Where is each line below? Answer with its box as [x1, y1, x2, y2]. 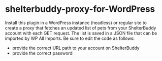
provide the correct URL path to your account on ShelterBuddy [12, 45, 140, 51]
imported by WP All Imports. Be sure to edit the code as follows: [5, 35, 135, 41]
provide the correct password [12, 50, 73, 56]
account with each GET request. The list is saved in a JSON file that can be [5, 30, 158, 36]
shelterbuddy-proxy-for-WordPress [5, 3, 155, 15]
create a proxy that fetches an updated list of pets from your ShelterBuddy [5, 25, 157, 30]
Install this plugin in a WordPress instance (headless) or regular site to [5, 20, 147, 26]
